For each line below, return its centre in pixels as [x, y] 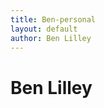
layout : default [44, 29]
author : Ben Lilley [51, 38]
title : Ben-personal [53, 19]
